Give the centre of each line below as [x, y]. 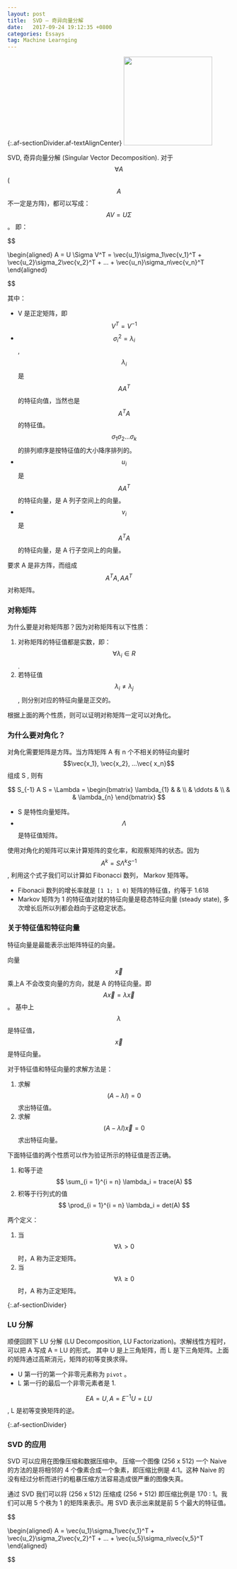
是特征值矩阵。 [39, 835]
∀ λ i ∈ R [124, 654]
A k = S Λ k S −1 [119, 862]
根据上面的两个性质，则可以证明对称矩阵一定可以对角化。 [91, 715]
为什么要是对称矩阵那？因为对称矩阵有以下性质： [79, 627]
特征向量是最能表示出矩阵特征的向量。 [63, 945]
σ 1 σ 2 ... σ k [124, 437]
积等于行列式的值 [42, 1194]
